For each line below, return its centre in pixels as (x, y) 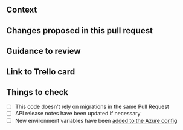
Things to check (37, 92)
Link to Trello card (41, 72)
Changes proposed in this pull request (79, 31)
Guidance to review (43, 51)
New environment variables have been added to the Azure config (96, 120)
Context (22, 10)
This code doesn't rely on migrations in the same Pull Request (92, 107)
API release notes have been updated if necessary (78, 114)
